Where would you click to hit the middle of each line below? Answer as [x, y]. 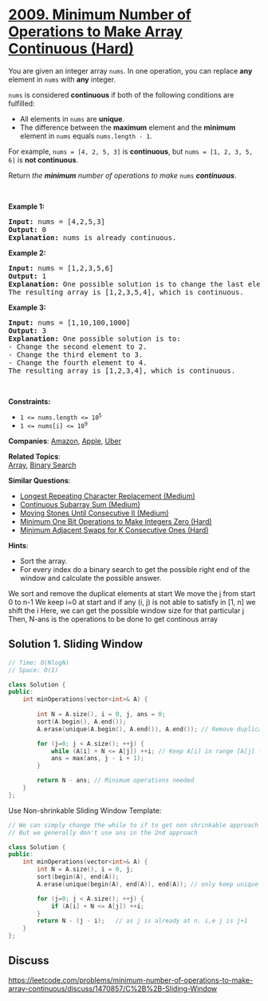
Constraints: [30, 401]
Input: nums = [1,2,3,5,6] [61, 268]
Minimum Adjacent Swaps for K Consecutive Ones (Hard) [114, 530]
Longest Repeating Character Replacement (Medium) [107, 496]
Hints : [18, 545]
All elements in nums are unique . [72, 118]
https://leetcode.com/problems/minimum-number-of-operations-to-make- [131, 980]
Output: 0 [27, 229]
